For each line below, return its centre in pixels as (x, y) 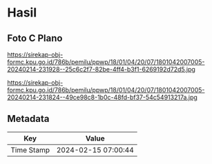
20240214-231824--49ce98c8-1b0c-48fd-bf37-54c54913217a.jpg (103, 97)
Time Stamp (30, 150)
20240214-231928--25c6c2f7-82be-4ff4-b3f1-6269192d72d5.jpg (101, 69)
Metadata (28, 119)
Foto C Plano (35, 38)
